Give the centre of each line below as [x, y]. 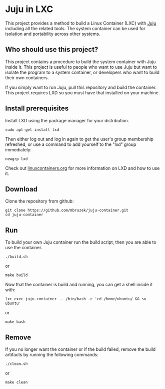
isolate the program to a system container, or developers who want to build [82, 72]
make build [16, 275]
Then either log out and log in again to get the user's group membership [79, 139]
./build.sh [16, 257]
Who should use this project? [52, 49]
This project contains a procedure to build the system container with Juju [80, 62]
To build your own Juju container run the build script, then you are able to [81, 242]
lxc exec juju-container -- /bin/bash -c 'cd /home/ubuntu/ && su [76, 299]
